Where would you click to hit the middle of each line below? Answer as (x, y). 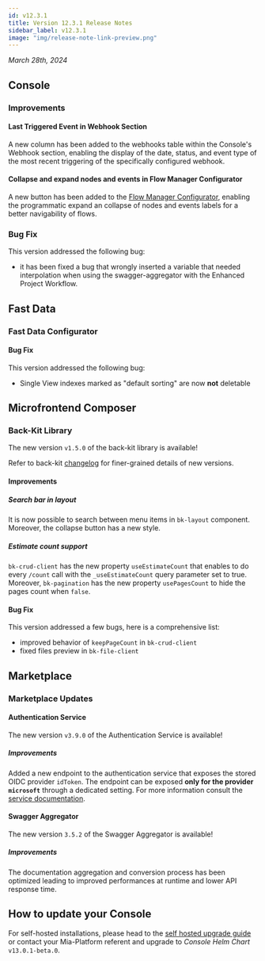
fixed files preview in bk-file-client (79, 651)
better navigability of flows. (53, 213)
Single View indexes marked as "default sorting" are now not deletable (135, 383)
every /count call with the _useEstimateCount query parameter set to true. (128, 574)
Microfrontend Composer (72, 408)
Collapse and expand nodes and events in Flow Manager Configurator (125, 179)
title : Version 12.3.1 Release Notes (70, 23)
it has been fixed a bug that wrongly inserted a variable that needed (130, 267)
